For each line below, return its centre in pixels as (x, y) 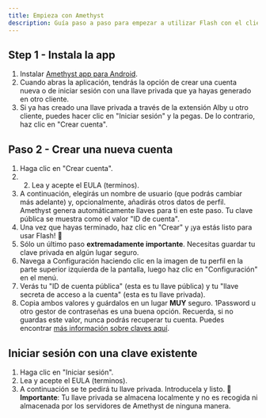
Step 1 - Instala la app (62, 55)
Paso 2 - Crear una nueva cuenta (91, 149)
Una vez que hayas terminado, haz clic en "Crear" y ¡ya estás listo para (136, 227)
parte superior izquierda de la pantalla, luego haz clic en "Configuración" (139, 269)
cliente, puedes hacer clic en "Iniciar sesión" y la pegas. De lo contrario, (137, 116)
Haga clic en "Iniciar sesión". (66, 372)
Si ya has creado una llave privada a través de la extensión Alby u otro (134, 108)
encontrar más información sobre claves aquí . (95, 329)
